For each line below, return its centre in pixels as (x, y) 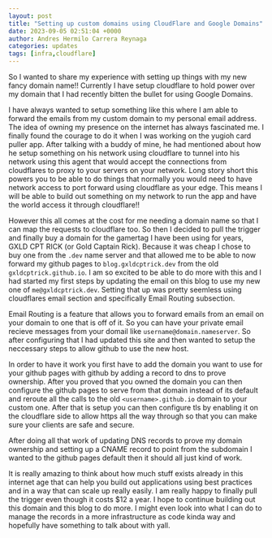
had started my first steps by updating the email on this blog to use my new (134, 281)
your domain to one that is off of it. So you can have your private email (126, 323)
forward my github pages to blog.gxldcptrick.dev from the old (114, 264)
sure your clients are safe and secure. (72, 425)
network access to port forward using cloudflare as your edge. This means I (135, 187)
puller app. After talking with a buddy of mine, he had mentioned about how (135, 144)
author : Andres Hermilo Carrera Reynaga (78, 39)
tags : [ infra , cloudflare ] (52, 54)
